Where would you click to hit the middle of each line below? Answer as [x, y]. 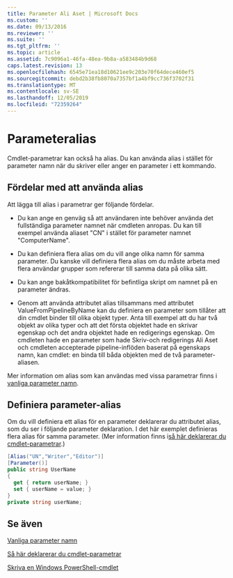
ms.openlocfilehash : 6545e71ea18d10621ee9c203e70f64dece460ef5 [101, 72]
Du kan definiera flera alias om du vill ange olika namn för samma [111, 253]
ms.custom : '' [28, 20]
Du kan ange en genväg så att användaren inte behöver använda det [115, 218]
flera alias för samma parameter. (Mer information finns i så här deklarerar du [117, 436]
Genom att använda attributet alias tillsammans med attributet [105, 303]
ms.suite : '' [26, 40]
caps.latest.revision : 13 [45, 66]
